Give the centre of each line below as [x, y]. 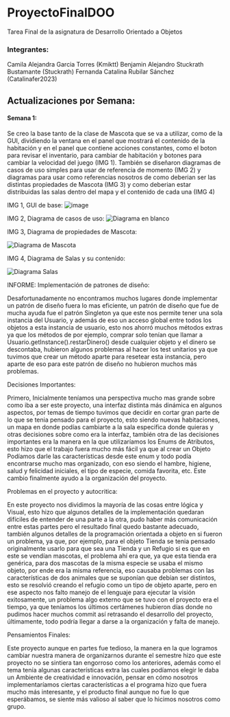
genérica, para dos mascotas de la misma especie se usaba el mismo [105, 563]
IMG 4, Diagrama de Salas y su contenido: [66, 258]
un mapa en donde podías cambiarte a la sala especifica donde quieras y [110, 426]
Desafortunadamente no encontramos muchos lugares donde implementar [112, 298]
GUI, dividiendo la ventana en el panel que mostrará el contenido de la [106, 140]
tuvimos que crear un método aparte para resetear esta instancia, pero [107, 356]
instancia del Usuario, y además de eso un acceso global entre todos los [110, 320]
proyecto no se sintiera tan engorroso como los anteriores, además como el [114, 662]
